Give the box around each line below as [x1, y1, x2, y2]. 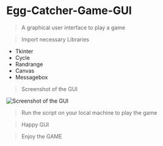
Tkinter [15, 47, 34, 55]
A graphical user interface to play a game [21, 24, 126, 31]
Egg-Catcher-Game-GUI [6, 4, 132, 18]
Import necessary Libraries [21, 35, 90, 43]
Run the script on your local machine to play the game [21, 109, 158, 116]
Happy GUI [21, 120, 49, 128]
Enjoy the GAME [21, 133, 62, 140]
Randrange [15, 60, 43, 68]
